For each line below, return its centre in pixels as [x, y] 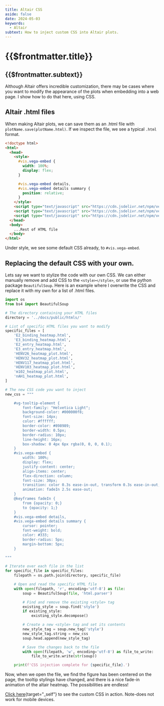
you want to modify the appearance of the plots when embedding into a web [82, 91]
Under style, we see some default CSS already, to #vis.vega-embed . [73, 248]
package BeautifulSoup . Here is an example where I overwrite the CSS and [80, 285]
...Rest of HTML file [36, 229]
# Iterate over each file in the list [44, 566]
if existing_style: [42, 611]
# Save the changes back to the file [61, 647]
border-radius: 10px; [45, 435]
